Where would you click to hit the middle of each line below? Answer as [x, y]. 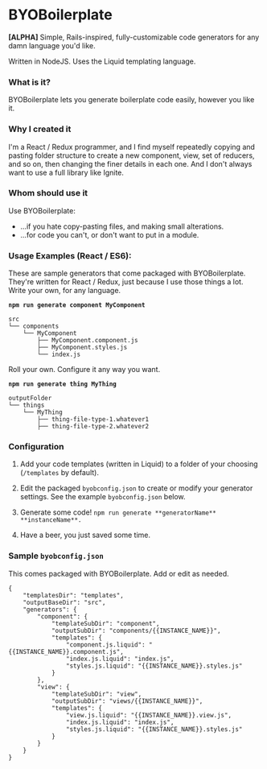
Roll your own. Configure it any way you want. [84, 370]
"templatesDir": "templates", [74, 595]
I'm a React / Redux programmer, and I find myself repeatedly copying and [132, 147]
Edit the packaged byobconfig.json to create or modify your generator [136, 488]
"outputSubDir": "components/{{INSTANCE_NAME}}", [136, 630]
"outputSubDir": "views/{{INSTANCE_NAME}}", [127, 701]
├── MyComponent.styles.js [82, 348]
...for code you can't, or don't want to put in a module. [109, 234]
